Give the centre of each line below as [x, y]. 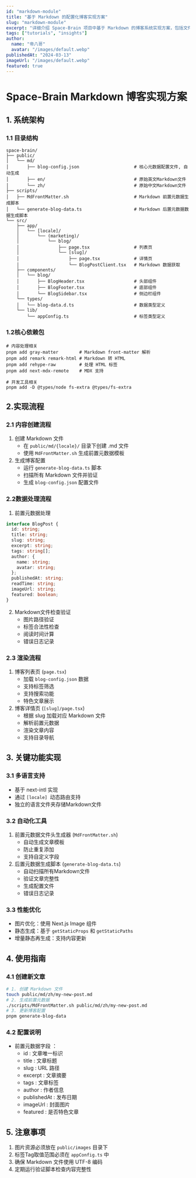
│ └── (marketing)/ [48, 236]
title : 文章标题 [40, 1061]
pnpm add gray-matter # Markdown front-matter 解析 [78, 352]
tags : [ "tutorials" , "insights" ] [47, 33]
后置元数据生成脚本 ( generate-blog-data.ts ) [68, 864]
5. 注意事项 [26, 1132]
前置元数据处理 [32, 513]
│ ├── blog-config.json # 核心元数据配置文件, [94, 167]
